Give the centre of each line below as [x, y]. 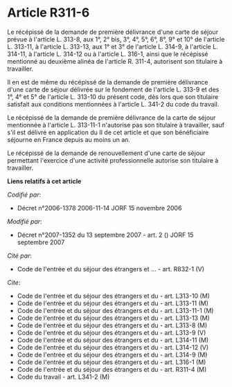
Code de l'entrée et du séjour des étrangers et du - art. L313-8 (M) [112, 325]
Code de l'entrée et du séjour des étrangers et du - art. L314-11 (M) [113, 340]
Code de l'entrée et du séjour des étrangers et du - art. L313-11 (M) [113, 303]
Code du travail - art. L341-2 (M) [63, 377]
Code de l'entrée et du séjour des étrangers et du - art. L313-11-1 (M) [115, 310]
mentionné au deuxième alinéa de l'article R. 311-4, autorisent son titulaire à [115, 61]
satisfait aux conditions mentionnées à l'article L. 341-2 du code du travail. [113, 104]
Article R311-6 [48, 13]
